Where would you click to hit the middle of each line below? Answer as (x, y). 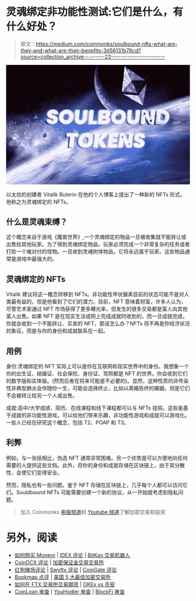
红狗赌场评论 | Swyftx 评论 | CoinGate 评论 (66, 569)
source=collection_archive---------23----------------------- (92, 57)
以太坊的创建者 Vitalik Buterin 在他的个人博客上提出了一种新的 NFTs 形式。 (96, 194)
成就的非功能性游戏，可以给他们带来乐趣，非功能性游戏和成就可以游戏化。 (100, 415)
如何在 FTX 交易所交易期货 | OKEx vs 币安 (65, 584)
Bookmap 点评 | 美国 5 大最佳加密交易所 (62, 577)
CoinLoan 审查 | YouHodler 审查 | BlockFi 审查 (70, 592)
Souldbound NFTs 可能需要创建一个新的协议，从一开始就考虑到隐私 (97, 492)
